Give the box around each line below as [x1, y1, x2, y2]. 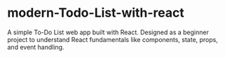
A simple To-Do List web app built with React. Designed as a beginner [7, 28, 209, 36]
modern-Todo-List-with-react [7, 5, 184, 21]
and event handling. [7, 43, 64, 51]
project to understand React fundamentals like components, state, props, [7, 35, 219, 43]
